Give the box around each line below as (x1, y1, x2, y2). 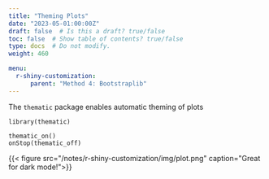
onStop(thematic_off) (8, 139, 82, 147)
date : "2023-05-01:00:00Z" (8, 20, 100, 28)
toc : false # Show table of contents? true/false (8, 34, 184, 43)
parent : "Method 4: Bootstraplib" (29, 79, 148, 88)
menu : (8, 64, 27, 73)
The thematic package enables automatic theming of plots (8, 102, 204, 111)
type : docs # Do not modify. (8, 42, 111, 50)
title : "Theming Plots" (8, 11, 89, 20)
